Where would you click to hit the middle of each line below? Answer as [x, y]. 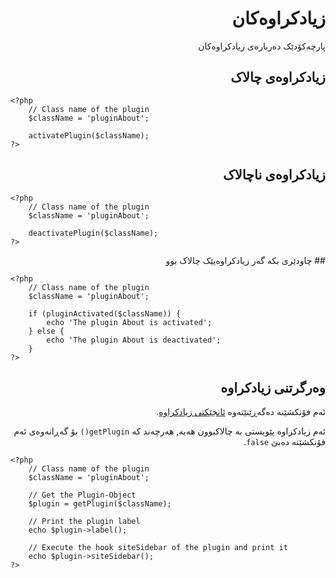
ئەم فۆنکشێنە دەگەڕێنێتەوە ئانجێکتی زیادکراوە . [241, 412]
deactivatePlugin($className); [93, 233]
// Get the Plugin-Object [82, 495]
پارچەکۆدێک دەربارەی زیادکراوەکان [262, 46]
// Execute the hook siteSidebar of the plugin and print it [158, 548]
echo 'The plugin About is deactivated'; [134, 340]
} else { [46, 331]
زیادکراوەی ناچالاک [274, 175]
